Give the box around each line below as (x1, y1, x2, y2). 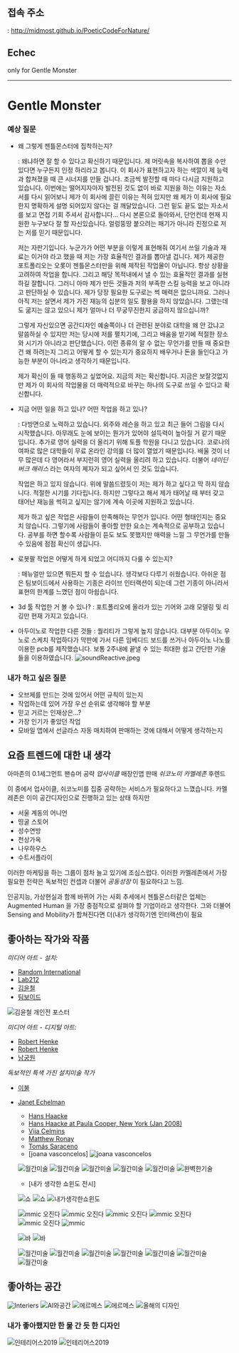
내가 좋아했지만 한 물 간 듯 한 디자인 (7, 1320, 120, 1330)
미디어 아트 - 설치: (7, 954, 58, 962)
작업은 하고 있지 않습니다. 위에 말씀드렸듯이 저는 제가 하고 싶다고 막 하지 (17, 480, 217, 489)
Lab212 (17, 976, 39, 984)
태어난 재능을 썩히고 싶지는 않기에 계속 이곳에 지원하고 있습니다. (17, 498, 194, 506)
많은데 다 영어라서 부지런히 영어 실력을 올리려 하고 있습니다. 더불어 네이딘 (25, 456, 229, 464)
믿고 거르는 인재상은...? (17, 708, 82, 717)
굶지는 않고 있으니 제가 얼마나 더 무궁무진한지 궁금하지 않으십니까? (25, 306, 209, 315)
